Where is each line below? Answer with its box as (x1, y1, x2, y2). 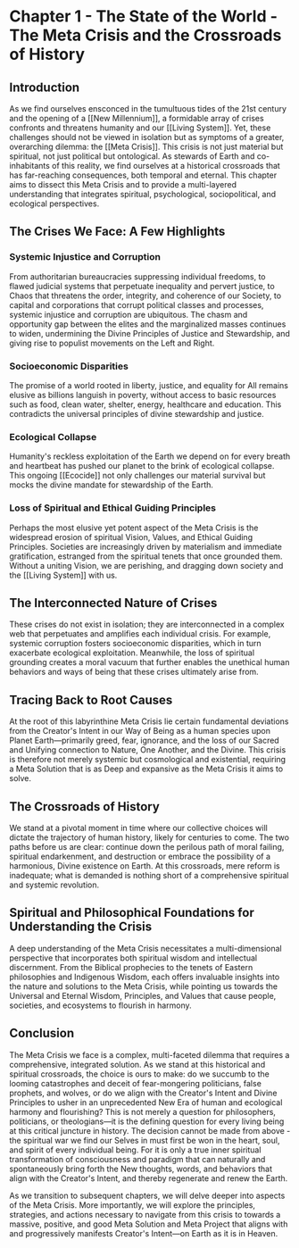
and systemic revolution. (9, 879, 100, 890)
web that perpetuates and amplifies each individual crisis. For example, (9, 628, 271, 639)
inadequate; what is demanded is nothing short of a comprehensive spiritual (9, 870, 289, 881)
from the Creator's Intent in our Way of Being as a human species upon (9, 726, 270, 736)
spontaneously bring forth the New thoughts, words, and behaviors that (9, 1163, 272, 1174)
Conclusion (9, 1026, 75, 1041)
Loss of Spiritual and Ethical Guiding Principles (9, 502, 217, 514)
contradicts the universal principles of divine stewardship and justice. (9, 408, 265, 419)
